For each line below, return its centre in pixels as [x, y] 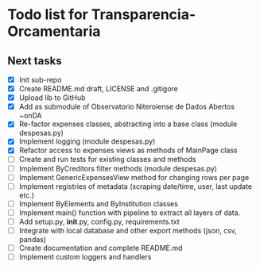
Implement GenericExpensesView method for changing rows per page [134, 177]
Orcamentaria [54, 31]
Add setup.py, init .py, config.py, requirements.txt [99, 221]
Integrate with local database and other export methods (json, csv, [128, 230]
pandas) [33, 239]
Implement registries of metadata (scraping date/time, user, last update [135, 186]
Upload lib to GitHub [52, 98]
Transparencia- [144, 15]
